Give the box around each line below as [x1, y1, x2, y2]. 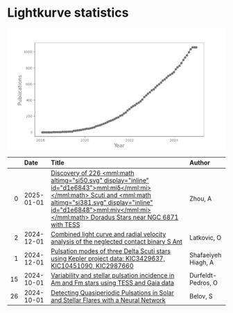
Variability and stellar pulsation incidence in [51, 271, 175, 280]
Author [189, 158, 210, 167]
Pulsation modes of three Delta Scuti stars [51, 247, 171, 255]
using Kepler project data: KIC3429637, [51, 255, 165, 263]
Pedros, [189, 279, 212, 287]
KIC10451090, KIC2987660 [51, 262, 134, 270]
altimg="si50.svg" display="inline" [51, 176, 149, 185]
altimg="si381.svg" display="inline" [51, 198, 153, 206]
